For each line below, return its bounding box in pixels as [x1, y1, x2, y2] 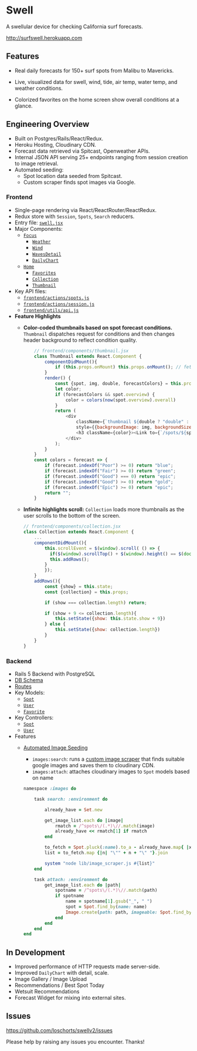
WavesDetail [32, 251, 62, 257]
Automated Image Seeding [23, 744, 88, 751]
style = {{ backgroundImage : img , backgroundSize [76, 424, 192, 431]
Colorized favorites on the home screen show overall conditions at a [14, 96, 179, 103]
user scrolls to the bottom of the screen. [23, 512, 121, 519]
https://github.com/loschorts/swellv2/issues [6, 1026, 113, 1034]
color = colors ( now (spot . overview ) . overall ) [65, 397, 176, 403]
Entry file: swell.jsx [14, 219, 63, 226]
